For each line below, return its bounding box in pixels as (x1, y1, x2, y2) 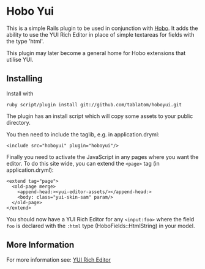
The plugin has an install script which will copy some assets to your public (6, 112, 193, 120)
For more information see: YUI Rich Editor (6, 256, 111, 263)
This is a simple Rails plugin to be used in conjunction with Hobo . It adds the (6, 24, 198, 32)
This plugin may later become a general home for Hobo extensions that (6, 49, 186, 56)
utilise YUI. (6, 56, 34, 63)
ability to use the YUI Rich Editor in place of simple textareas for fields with (6, 31, 195, 38)
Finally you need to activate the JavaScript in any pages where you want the (6, 153, 199, 160)
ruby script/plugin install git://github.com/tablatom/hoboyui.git (6, 101, 182, 108)
